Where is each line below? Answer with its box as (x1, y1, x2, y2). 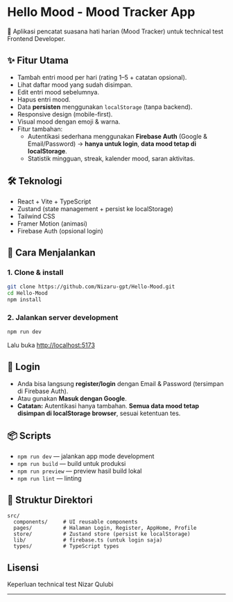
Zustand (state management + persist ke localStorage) (17, 204, 173, 212)
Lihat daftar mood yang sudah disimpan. (17, 81, 133, 89)
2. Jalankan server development (7, 312, 119, 322)
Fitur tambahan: (17, 124, 63, 133)
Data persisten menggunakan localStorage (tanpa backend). (17, 102, 193, 111)
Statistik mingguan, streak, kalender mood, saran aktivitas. (27, 154, 196, 162)
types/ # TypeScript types (13, 543, 119, 550)
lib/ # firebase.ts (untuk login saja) (13, 537, 163, 544)
